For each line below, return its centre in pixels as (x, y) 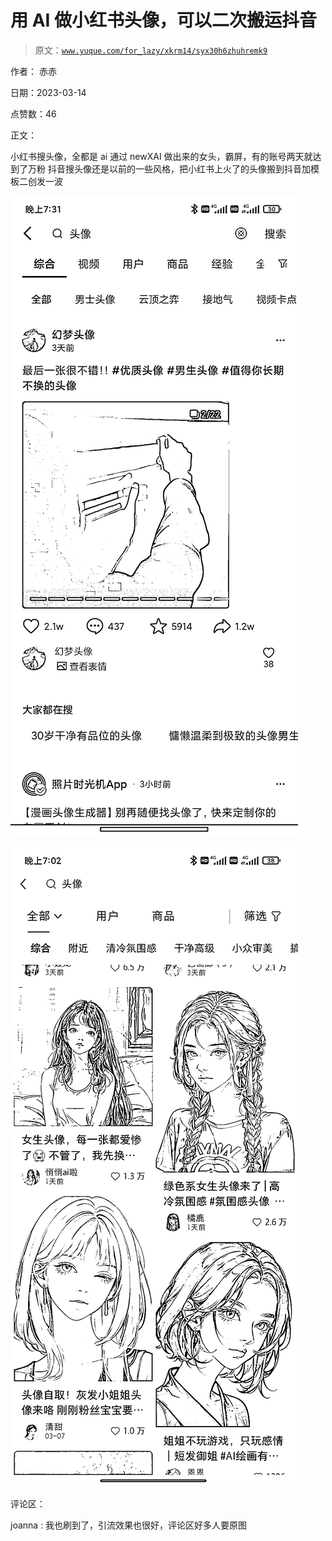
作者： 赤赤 (33, 71)
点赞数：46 (33, 113)
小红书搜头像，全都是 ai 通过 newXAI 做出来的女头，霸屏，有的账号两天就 (161, 156)
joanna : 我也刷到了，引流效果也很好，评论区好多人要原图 (129, 1525)
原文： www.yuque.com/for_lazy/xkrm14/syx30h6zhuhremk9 (151, 50)
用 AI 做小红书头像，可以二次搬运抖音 (164, 20)
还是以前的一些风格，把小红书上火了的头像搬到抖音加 (201, 168)
